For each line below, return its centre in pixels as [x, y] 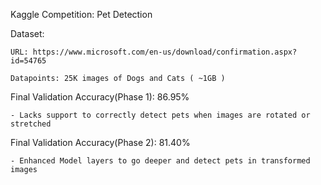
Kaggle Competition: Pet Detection [81, 14]
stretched [31, 124]
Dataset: [27, 33]
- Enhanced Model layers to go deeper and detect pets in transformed [160, 161]
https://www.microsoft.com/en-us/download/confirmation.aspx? [165, 52]
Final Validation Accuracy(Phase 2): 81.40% [100, 142]
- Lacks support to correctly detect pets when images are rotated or [160, 115]
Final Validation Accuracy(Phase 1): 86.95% [100, 97]
